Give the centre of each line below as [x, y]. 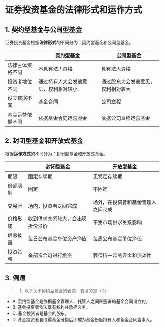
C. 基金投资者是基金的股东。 [41, 313]
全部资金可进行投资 [50, 255]
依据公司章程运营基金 [126, 118]
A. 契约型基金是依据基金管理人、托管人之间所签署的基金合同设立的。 [81, 301]
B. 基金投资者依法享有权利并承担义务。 [51, 307]
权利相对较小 [63, 89]
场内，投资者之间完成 [52, 206]
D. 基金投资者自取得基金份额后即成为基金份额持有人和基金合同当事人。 [83, 319]
